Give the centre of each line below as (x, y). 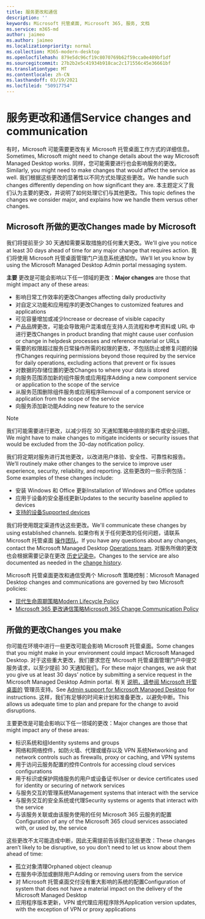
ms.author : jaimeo (30, 40)
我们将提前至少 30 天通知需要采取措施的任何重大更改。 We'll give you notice (102, 243)
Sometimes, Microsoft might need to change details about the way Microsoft (103, 156)
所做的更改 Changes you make (64, 630)
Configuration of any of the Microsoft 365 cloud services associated (101, 821)
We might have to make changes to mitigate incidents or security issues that (102, 437)
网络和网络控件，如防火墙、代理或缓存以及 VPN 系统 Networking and (101, 750)
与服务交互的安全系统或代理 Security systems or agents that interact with (106, 800)
